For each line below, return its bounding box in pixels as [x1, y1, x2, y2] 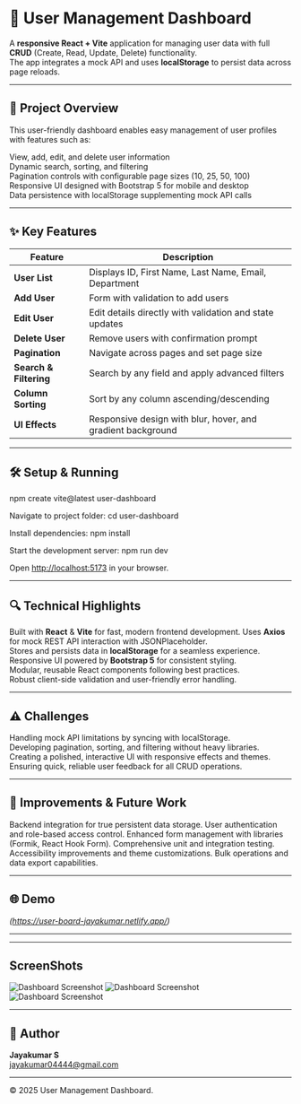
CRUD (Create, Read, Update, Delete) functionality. [9, 47, 197, 57]
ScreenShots [9, 959, 83, 974]
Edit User [13, 311, 55, 324]
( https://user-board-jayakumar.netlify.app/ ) [9, 915, 170, 926]
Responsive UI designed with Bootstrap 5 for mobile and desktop [9, 179, 249, 191]
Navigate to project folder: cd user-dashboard [9, 510, 179, 521]
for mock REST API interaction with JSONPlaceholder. [9, 636, 208, 647]
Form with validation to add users [89, 291, 229, 304]
